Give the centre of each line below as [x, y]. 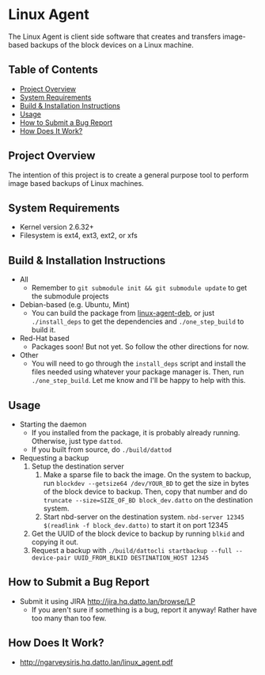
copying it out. [55, 542]
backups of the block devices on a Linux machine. [112, 44]
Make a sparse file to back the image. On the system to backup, [147, 475]
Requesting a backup [54, 458]
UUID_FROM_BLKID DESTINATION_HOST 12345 [142, 558]
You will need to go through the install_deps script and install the [139, 364]
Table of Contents [53, 70]
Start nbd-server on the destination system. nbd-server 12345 [144, 517]
